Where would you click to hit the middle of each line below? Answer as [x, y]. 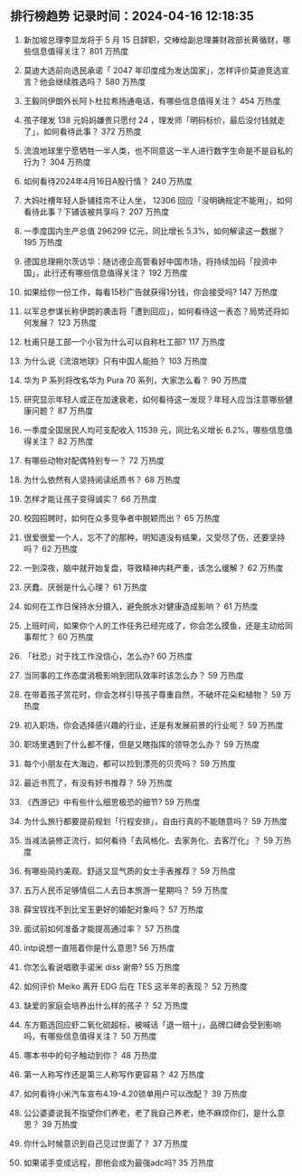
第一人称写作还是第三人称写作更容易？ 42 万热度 [114, 1074]
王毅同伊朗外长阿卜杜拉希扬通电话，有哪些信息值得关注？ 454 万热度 [152, 100]
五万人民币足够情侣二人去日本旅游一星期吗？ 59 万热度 [126, 890]
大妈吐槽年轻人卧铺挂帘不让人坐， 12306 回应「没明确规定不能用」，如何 [158, 200]
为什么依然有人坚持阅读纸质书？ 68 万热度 [102, 479]
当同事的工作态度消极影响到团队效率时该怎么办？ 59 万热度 [133, 675]
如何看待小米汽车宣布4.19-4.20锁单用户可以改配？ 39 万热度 [135, 1094]
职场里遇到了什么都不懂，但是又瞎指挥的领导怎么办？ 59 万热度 [142, 744]
